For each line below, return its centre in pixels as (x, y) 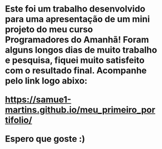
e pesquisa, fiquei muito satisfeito (75, 60)
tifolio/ (19, 120)
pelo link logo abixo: (46, 81)
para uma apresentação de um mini (78, 19)
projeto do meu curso (49, 30)
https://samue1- (38, 100)
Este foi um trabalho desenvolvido (75, 9)
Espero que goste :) (45, 139)
